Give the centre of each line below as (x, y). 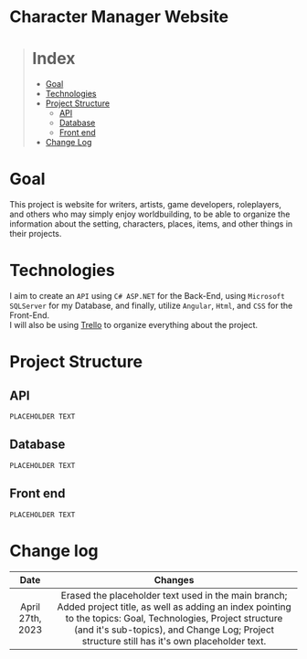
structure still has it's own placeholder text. (174, 641)
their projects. (36, 234)
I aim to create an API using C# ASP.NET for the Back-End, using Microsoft (147, 296)
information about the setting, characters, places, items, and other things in (151, 224)
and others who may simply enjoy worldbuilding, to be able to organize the (150, 214)
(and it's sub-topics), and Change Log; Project (175, 630)
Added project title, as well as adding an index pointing (174, 607)
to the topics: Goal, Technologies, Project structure (174, 618)
